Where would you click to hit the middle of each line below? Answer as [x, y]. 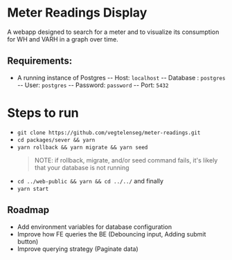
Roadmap [28, 210]
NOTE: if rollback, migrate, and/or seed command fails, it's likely [126, 160]
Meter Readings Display [77, 13]
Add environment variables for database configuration [94, 227]
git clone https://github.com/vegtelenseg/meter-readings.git [109, 133]
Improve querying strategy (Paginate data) [78, 249]
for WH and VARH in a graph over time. [63, 39]
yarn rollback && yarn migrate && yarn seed [82, 147]
